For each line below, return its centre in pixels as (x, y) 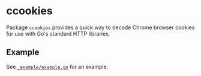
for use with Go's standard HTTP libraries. (58, 33)
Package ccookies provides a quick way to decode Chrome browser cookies (100, 27)
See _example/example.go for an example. (57, 66)
